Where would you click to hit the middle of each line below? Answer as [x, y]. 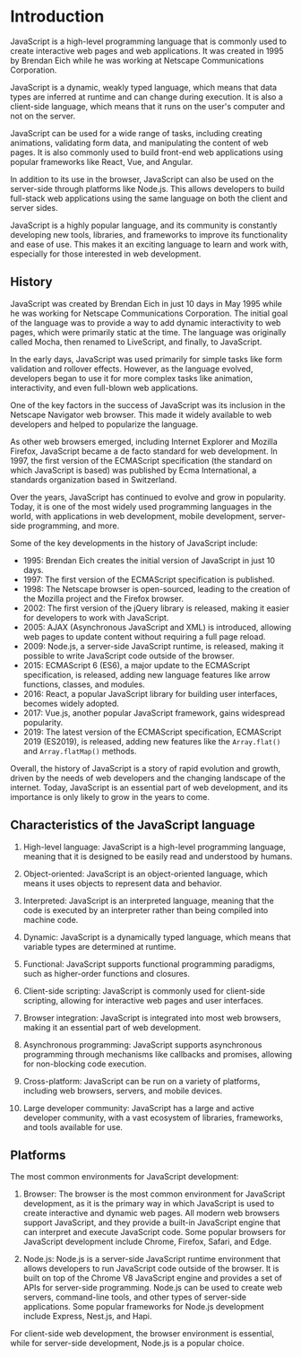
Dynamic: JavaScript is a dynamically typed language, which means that [157, 937]
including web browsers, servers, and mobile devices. [123, 1091]
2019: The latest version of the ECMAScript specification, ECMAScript [152, 732]
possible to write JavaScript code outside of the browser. [129, 656]
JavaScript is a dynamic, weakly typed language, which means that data [143, 87]
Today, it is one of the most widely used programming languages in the [141, 506]
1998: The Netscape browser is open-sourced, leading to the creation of [156, 588]
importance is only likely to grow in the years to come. [110, 796]
